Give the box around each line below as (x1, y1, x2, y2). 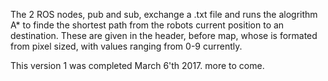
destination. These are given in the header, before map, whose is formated (10, 30, 318, 41)
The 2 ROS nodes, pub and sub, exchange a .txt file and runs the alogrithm (10, 9, 318, 20)
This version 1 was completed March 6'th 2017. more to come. (10, 60, 265, 71)
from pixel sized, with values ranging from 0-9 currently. (10, 40, 243, 52)
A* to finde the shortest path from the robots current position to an (10, 19, 285, 31)
